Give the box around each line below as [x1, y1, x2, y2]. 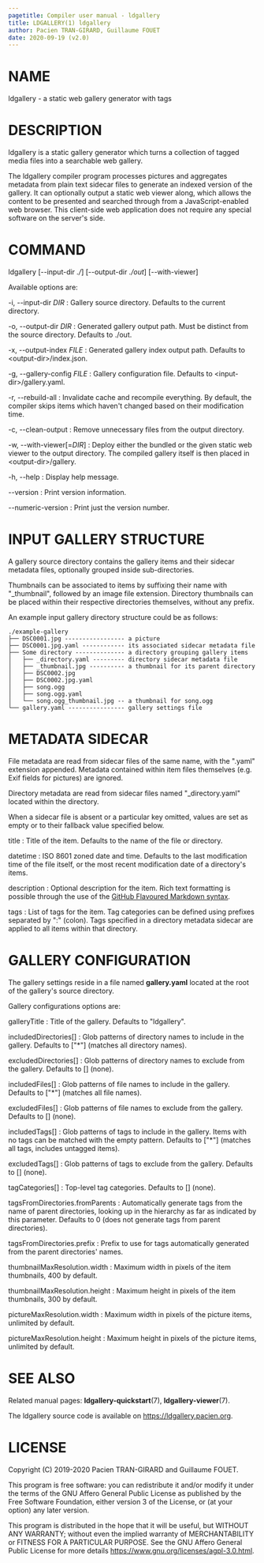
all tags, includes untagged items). [8, 1143, 121, 1153]
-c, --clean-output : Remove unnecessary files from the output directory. [8, 425, 244, 435]
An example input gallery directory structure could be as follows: [8, 613, 218, 621]
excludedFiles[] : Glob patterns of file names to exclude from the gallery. [8, 1103, 244, 1112]
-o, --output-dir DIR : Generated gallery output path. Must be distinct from [8, 322, 248, 331]
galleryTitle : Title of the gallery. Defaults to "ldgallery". [8, 1017, 186, 1026]
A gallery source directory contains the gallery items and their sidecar [8, 557, 235, 566]
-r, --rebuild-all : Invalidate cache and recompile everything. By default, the [8, 393, 252, 402]
